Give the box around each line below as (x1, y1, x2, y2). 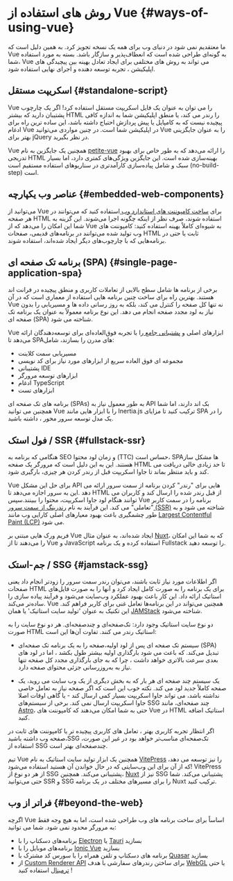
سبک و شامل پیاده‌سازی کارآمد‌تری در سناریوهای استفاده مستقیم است (8, 161, 189, 169)
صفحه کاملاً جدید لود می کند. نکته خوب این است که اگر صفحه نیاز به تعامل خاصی (17, 684, 227, 692)
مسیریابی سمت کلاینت (17, 349, 77, 358)
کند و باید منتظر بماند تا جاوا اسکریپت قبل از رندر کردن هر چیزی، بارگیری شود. (8, 468, 209, 476)
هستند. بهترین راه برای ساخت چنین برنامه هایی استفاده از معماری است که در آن (8, 293, 214, 301)
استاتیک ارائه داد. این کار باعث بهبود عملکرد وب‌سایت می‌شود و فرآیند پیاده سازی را (8, 592, 222, 600)
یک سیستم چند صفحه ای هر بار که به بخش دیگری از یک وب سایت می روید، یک (17, 676, 221, 685)
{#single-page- (109, 256, 178, 268)
